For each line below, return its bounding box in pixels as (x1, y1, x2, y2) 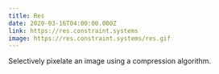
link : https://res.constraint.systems (8, 27, 138, 35)
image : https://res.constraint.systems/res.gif (8, 34, 171, 43)
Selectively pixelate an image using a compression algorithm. (8, 56, 212, 66)
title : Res (8, 11, 45, 20)
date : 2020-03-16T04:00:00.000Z (8, 19, 117, 27)
